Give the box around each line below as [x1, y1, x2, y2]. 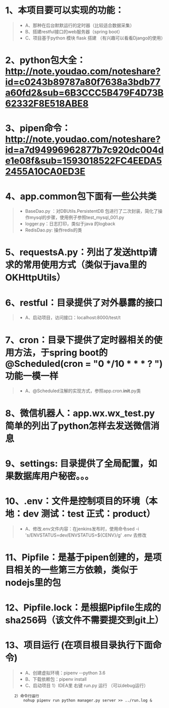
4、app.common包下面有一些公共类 [5, 191, 157, 202]
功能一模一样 [5, 370, 59, 382]
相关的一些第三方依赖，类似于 [14, 564, 138, 576]
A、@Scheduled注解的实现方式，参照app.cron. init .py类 [25, 388, 141, 394]
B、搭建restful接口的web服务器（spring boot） [25, 28, 123, 34]
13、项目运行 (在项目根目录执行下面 [5, 640, 153, 651]
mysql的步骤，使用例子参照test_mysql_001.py [29, 214, 125, 220]
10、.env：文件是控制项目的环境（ [5, 495, 149, 507]
